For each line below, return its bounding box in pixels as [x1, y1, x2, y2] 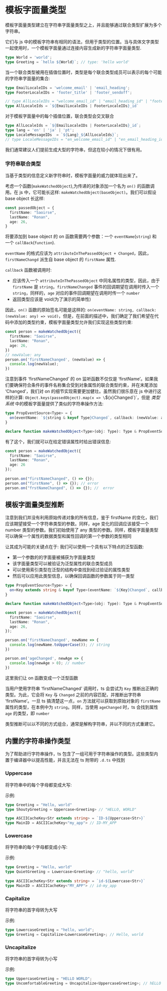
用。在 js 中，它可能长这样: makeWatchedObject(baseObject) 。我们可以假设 [5, 189, 157, 195]
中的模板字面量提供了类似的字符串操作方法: [14, 401, 103, 407]
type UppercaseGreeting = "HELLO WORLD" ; [5, 976, 92, 982]
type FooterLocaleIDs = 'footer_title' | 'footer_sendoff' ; [5, 90, 133, 95]
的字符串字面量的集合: [5, 75, 51, 81]
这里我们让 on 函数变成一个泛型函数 [5, 675, 79, 681]
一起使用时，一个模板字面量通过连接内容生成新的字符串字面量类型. [5, 45, 142, 51]
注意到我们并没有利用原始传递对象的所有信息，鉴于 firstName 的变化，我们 [5, 514, 159, 520]
